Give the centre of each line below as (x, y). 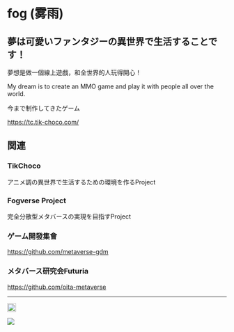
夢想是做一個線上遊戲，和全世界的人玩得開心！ (74, 72)
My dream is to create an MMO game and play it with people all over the (111, 86)
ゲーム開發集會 (32, 236)
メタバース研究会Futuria (48, 271)
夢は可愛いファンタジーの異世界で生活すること (108, 41)
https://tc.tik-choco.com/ (43, 122)
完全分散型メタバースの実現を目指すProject (69, 216)
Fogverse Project (37, 200)
